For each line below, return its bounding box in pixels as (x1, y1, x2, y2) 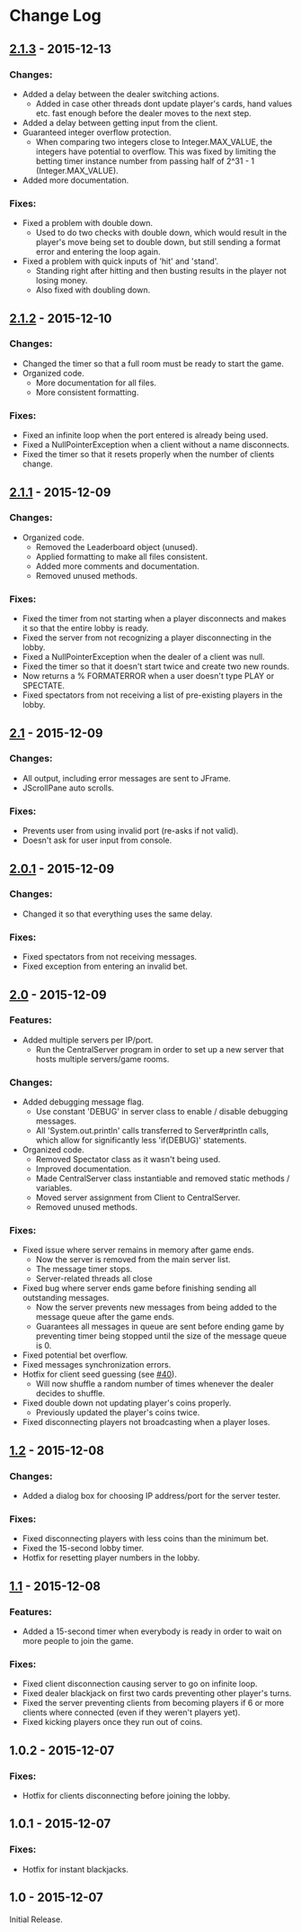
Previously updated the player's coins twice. (35, 1407, 200, 1418)
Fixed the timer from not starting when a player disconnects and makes (22, 613, 287, 624)
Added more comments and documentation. (35, 560, 199, 572)
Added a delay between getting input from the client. (22, 117, 218, 128)
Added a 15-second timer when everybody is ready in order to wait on (22, 1626, 282, 1637)
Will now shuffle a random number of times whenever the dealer (35, 1378, 274, 1389)
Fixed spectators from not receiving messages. (22, 952, 198, 962)
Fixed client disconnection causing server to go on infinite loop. (22, 1678, 258, 1689)
